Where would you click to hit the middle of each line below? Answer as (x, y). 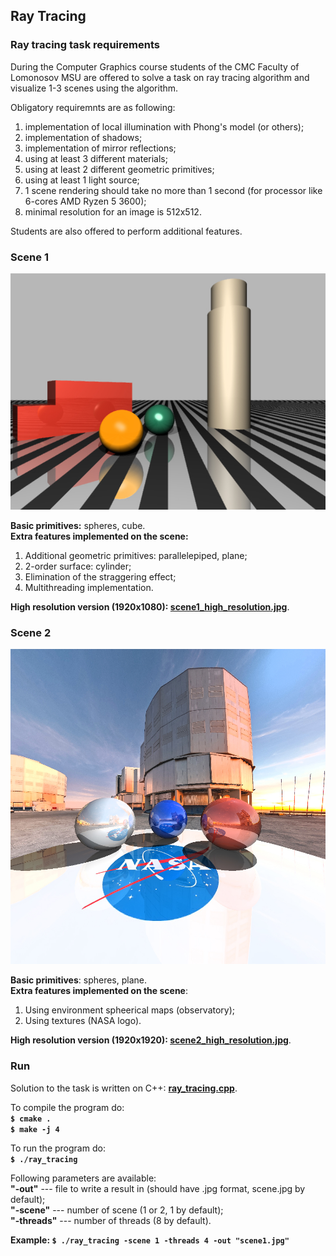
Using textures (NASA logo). (83, 1021)
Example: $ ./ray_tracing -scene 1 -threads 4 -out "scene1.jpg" (150, 1240)
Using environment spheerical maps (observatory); (130, 1010)
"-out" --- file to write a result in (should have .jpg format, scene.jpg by (158, 1188)
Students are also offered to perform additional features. (126, 231)
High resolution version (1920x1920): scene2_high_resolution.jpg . (151, 1040)
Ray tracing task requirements (85, 45)
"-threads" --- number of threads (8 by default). (111, 1220)
